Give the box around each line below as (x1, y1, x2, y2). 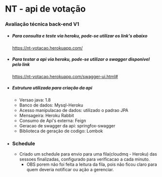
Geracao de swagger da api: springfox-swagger (19, 123, 115, 129)
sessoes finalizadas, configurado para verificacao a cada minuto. (19, 157, 150, 162)
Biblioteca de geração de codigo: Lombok (19, 128, 103, 134)
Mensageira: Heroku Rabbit (19, 113, 74, 119)
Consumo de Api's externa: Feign (19, 118, 86, 124)
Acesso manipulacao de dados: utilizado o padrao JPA (19, 107, 129, 113)
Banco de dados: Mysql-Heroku (19, 102, 83, 108)
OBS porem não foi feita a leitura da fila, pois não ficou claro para (26, 161, 157, 167)
